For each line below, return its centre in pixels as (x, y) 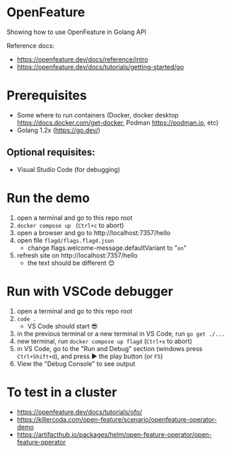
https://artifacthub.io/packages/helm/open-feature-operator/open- (114, 434)
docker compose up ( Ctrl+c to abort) (70, 225)
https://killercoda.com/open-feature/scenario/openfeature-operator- (117, 419)
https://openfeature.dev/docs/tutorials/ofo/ (79, 412)
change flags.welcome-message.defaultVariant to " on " (107, 248)
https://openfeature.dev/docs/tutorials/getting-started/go (100, 67)
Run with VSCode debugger (90, 291)
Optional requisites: (51, 153)
